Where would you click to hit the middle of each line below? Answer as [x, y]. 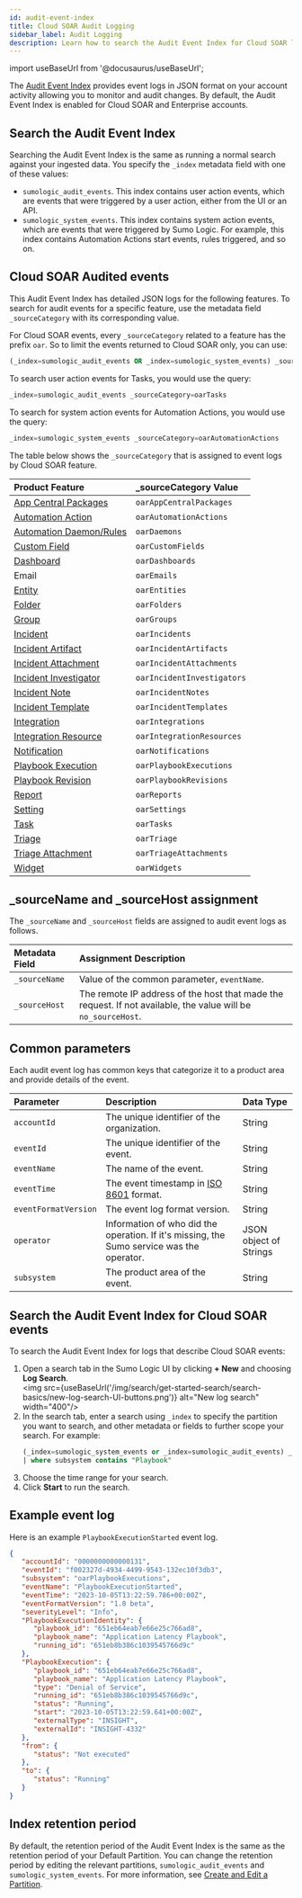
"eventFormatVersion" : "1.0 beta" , [88, 1603]
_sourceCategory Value [187, 487]
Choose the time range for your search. [95, 1477]
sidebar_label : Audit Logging [66, 34]
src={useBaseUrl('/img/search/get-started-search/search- [152, 1387]
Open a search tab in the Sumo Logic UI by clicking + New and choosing [157, 1368]
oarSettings [161, 809]
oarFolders [159, 604]
